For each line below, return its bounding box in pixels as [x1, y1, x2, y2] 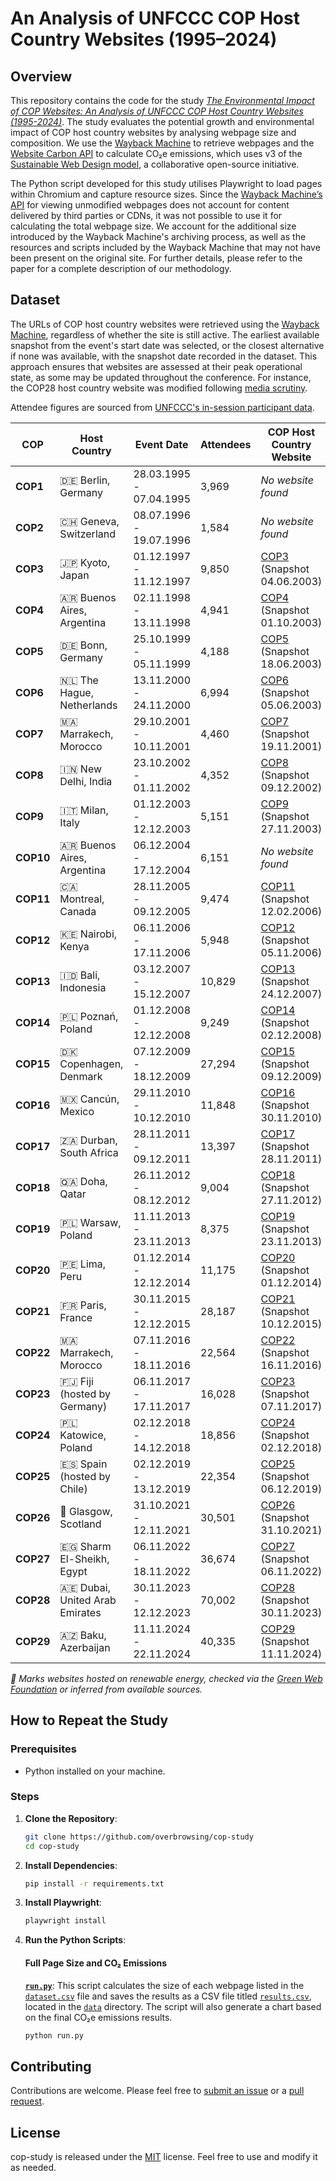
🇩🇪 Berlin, [59, 473, 111, 487]
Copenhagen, [59, 1057, 124, 1071]
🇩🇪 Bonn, [59, 638, 108, 652]
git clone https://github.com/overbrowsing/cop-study [24, 1832, 254, 1842]
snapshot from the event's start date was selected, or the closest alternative [10, 339, 325, 351]
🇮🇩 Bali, [59, 968, 101, 982]
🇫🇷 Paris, [59, 1298, 107, 1312]
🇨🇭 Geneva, [59, 514, 120, 528]
